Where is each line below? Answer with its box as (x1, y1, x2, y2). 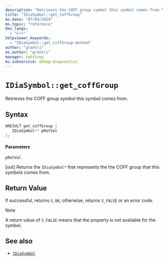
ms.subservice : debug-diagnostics (5, 59, 78, 64)
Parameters (5, 144, 30, 150)
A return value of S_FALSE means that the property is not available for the (5, 217, 156, 223)
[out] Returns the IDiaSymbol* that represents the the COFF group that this (5, 164, 160, 170)
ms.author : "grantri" (5, 49, 51, 55)
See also (5, 237, 33, 245)
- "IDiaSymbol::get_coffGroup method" (10, 40, 92, 45)
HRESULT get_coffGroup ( (5, 124, 58, 129)
